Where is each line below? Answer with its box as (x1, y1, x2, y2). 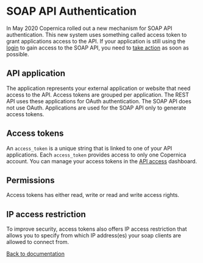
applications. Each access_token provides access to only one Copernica (6, 151, 187, 158)
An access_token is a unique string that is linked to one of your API (6, 144, 173, 152)
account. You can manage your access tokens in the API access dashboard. (6, 157, 198, 165)
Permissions (6, 175, 55, 185)
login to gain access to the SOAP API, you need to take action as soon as (6, 44, 189, 51)
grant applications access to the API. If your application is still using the (6, 37, 186, 45)
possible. (6, 50, 29, 57)
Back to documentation (6, 250, 65, 257)
